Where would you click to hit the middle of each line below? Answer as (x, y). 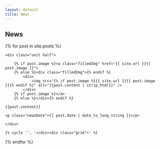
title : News (17, 14)
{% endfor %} (19, 142)
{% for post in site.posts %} (33, 46)
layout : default (22, 10)
